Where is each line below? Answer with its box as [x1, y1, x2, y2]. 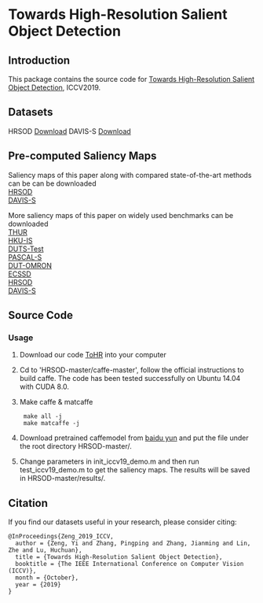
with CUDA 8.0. [19, 382, 69, 391]
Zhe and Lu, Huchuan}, [8, 546, 82, 554]
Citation [8, 496, 49, 509]
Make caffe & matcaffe [19, 398, 93, 407]
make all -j [23, 412, 63, 420]
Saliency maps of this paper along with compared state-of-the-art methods [8, 170, 252, 179]
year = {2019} [15, 581, 61, 589]
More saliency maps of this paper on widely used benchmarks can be [8, 210, 234, 220]
